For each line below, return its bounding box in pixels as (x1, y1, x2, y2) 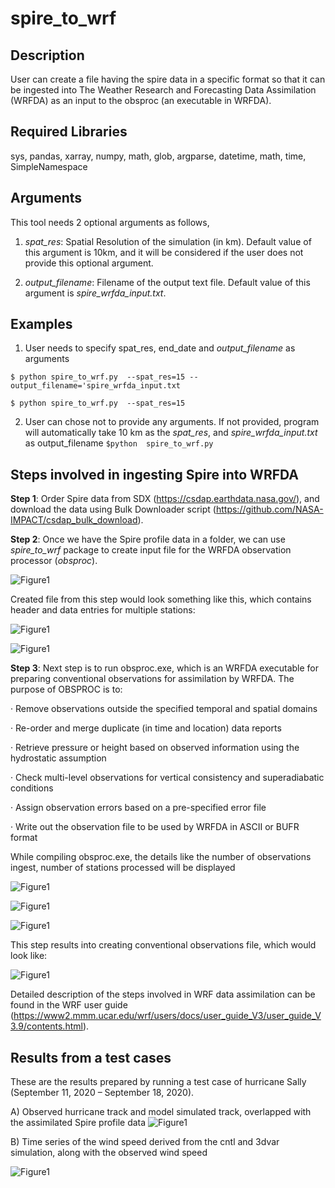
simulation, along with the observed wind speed (10, 1147, 208, 1159)
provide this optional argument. (24, 257, 154, 269)
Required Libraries (10, 123, 128, 141)
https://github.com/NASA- (215, 503, 324, 516)
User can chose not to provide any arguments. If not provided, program (24, 416, 320, 428)
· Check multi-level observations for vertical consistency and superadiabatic (10, 772, 325, 784)
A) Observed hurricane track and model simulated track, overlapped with (10, 1106, 312, 1118)
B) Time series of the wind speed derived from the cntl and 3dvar (10, 1136, 280, 1148)
